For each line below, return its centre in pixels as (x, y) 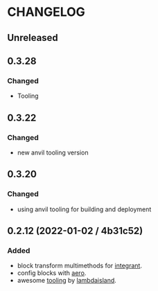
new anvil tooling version (53, 152)
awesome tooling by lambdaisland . (67, 281)
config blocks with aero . (52, 273)
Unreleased (33, 38)
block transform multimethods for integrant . (79, 266)
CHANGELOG (46, 12)
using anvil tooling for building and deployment (84, 209)
